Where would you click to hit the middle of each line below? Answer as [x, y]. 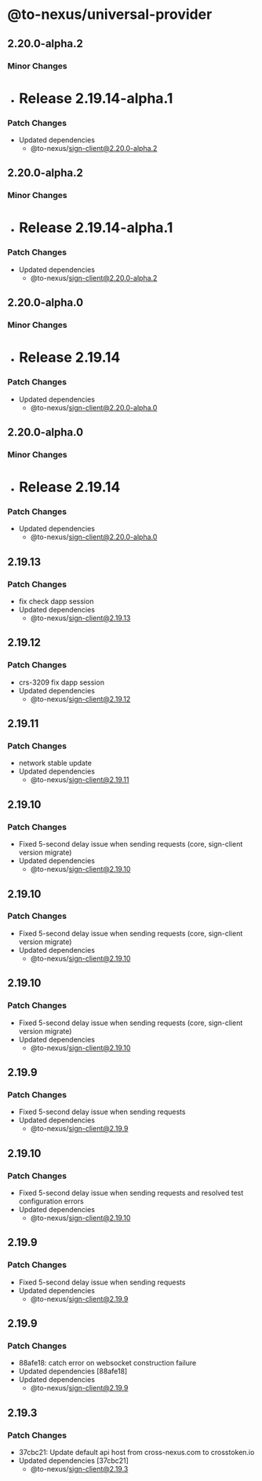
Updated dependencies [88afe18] [73, 1371]
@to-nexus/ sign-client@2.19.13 [80, 618]
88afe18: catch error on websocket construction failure [107, 1363]
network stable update [55, 763]
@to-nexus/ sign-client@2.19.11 [80, 780]
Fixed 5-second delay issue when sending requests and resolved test [131, 1193]
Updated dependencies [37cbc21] [73, 1461]
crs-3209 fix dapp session [62, 682]
